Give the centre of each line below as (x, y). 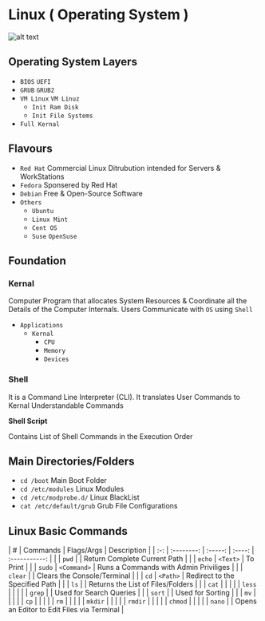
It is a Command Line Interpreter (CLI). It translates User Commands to (125, 397)
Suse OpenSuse (54, 236)
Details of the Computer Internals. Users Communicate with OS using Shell (131, 310)
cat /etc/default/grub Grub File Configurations (99, 506)
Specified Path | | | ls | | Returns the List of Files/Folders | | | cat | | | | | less (132, 584)
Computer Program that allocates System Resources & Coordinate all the (128, 301)
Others (31, 202)
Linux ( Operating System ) (99, 15)
